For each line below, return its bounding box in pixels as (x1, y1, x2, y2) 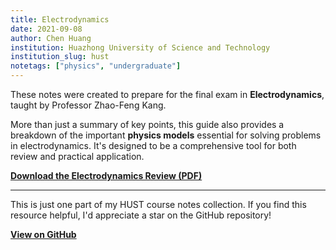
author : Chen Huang (10, 33, 92, 43)
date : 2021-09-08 (10, 24, 83, 34)
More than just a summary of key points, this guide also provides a (10, 119, 285, 130)
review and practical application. (10, 151, 145, 162)
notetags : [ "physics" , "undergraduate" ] (10, 61, 182, 71)
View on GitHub (10, 229, 77, 240)
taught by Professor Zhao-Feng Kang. (10, 99, 167, 111)
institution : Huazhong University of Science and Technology (10, 42, 271, 53)
